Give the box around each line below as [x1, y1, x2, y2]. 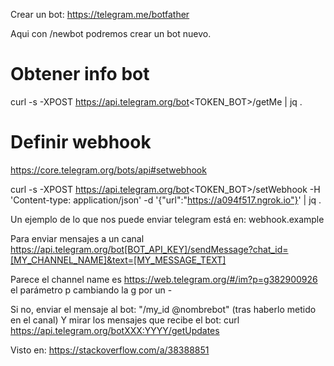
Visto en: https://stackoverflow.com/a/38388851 [10, 344, 210, 356]
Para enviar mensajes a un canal [10, 232, 145, 244]
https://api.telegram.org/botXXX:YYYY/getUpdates [10, 324, 220, 336]
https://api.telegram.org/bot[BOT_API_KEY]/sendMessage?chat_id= [10, 243, 289, 255]
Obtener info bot [10, 63, 150, 86]
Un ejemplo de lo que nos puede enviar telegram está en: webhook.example [10, 213, 325, 225]
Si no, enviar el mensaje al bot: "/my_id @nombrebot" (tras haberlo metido [10, 303, 317, 315]
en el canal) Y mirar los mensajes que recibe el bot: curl [10, 314, 240, 326]
